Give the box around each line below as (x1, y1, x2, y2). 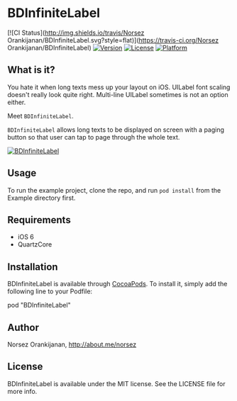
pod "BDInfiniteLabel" (7, 301, 71, 310)
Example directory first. (7, 193, 76, 202)
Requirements (7, 214, 71, 226)
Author (7, 321, 39, 334)
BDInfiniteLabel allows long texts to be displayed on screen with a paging (7, 125, 225, 134)
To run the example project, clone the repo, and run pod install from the (7, 186, 221, 194)
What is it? (7, 64, 55, 76)
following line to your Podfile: (7, 287, 93, 295)
